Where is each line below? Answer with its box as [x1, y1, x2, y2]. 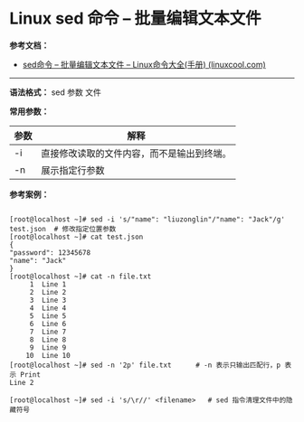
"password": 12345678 [9, 248, 91, 258]
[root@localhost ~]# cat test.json [9, 232, 144, 241]
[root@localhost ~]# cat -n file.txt [9, 272, 152, 281]
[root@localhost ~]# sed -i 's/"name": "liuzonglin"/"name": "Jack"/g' [9, 214, 285, 224]
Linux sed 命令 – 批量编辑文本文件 [9, 8, 262, 29]
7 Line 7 [29, 327, 67, 336]
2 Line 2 [29, 287, 67, 296]
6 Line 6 [29, 319, 67, 328]
